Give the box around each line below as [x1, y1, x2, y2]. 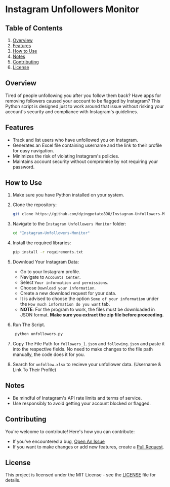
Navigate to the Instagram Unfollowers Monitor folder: [12, 221, 126, 227]
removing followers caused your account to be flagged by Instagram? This [5, 98, 160, 104]
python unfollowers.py [15, 332, 63, 337]
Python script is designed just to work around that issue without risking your [5, 103, 164, 109]
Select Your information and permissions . [20, 279, 109, 285]
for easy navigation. [12, 147, 54, 153]
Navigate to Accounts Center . [20, 274, 81, 280]
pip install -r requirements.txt [12, 250, 83, 255]
